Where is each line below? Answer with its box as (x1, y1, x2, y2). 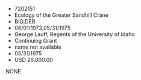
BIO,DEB (14, 18, 36, 25)
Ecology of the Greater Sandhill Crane (14, 11, 109, 19)
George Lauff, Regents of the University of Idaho (14, 31, 135, 38)
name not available (14, 43, 61, 51)
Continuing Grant (14, 37, 57, 44)
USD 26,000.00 (14, 57, 54, 63)
